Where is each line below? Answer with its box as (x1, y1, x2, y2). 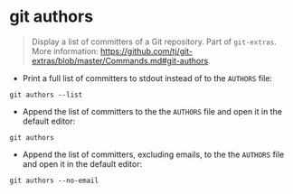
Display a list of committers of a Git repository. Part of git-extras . (31, 36, 278, 47)
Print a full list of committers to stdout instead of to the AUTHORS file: (22, 72, 273, 83)
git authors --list (9, 90, 83, 99)
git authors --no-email (9, 176, 99, 185)
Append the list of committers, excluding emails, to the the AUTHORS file (22, 149, 285, 160)
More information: (31, 45, 99, 56)
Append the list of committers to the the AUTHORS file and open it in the (22, 106, 283, 116)
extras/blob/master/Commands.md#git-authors (31, 55, 209, 66)
